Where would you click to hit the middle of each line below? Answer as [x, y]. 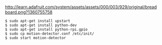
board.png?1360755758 [29, 12]
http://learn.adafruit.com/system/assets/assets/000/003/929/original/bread [81, 7]
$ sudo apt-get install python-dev [41, 25]
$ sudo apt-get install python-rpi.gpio [47, 30]
